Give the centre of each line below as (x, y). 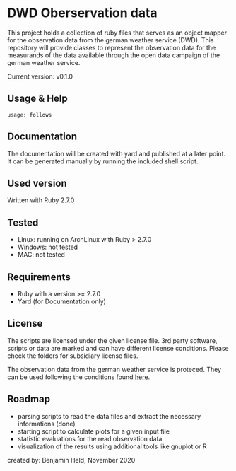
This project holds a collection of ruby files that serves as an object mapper (117, 33)
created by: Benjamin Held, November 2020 (71, 460)
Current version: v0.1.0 (40, 76)
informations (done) (46, 424)
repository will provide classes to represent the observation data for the (112, 47)
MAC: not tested (41, 255)
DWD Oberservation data (82, 13)
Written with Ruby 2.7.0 (41, 200)
